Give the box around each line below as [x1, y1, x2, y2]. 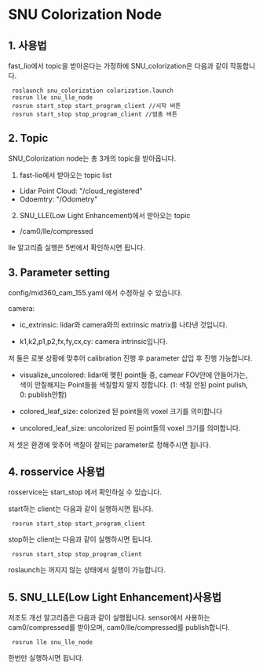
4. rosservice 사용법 [8, 465, 105, 479]
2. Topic [8, 131, 49, 145]
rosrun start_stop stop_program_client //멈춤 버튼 [11, 110, 178, 118]
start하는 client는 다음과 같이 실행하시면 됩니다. [8, 504, 154, 513]
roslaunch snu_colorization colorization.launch [11, 87, 174, 94]
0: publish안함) [19, 390, 68, 399]
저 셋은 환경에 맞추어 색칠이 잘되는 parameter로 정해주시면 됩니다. [8, 439, 211, 450]
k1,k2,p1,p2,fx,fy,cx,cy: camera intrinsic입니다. [19, 336, 168, 346]
